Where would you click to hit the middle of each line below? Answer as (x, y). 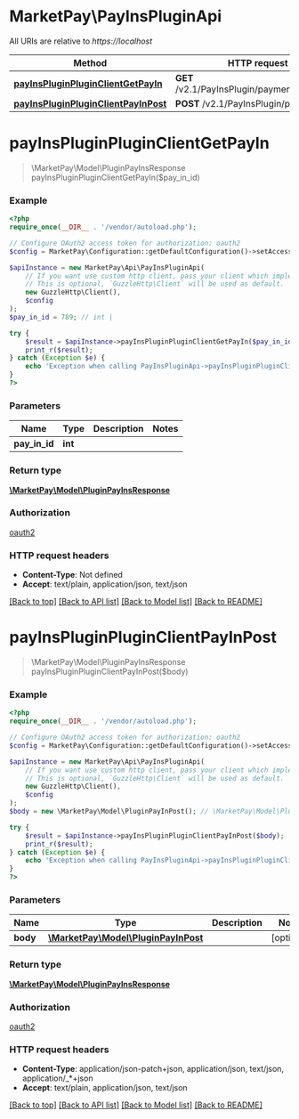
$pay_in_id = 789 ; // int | (61, 317)
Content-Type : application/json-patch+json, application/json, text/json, (153, 1069)
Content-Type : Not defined (72, 575)
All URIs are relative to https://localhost (81, 41)
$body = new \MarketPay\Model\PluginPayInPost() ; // (109, 812)
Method (90, 62)
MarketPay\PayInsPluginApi (116, 16)
